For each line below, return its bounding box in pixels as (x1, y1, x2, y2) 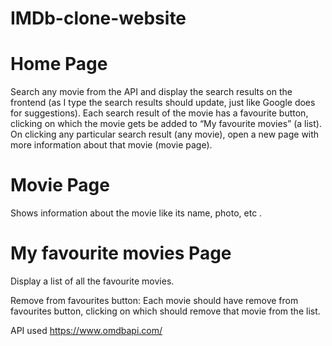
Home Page (10, 53, 108, 76)
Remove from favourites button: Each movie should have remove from (10, 295, 299, 306)
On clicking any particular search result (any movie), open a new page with (10, 128, 320, 141)
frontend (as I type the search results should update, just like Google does (10, 97, 316, 109)
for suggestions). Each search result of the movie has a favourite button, (10, 107, 309, 119)
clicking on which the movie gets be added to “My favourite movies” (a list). (10, 118, 322, 130)
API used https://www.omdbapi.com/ (10, 325, 163, 336)
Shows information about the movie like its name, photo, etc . (10, 207, 263, 219)
